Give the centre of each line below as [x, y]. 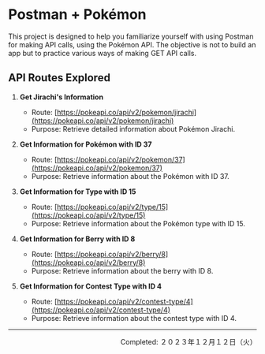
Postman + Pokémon [78, 15]
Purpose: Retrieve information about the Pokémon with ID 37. [131, 176]
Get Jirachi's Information [62, 97]
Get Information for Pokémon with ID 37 [86, 144]
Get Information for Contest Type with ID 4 [91, 286]
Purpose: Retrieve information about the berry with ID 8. [122, 270]
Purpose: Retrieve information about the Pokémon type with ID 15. [138, 223]
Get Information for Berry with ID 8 [77, 239]
